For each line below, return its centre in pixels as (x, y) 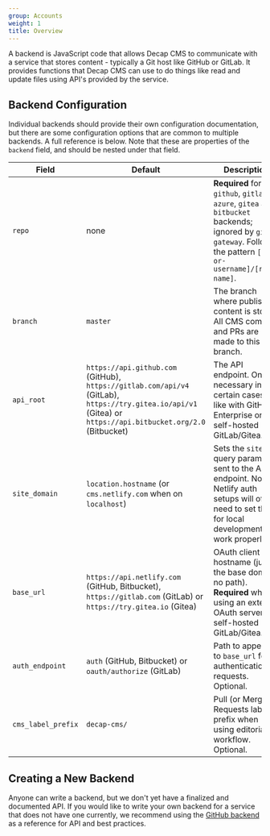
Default (146, 170)
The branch (235, 291)
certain (227, 395)
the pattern (234, 252)
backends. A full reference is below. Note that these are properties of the (129, 141)
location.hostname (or (128, 484)
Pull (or (227, 700)
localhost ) (106, 504)
